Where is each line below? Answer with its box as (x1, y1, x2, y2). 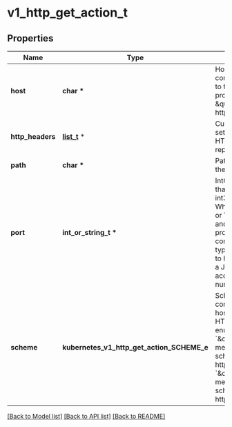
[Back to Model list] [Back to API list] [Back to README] (7, 412, 166, 420)
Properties (7, 32, 54, 44)
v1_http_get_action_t (7, 5, 128, 21)
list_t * (61, 132, 85, 141)
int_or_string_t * (61, 228, 117, 237)
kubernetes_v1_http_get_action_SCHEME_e (61, 343, 209, 352)
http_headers (10, 132, 56, 141)
